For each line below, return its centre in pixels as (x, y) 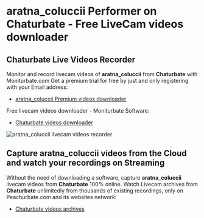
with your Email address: (37, 87)
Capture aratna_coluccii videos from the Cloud (97, 153)
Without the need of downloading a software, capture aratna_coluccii (94, 177)
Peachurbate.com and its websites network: (62, 197)
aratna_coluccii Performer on (82, 11)
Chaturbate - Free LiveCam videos (95, 24)
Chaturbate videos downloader (54, 122)
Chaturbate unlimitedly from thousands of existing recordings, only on (95, 191)
